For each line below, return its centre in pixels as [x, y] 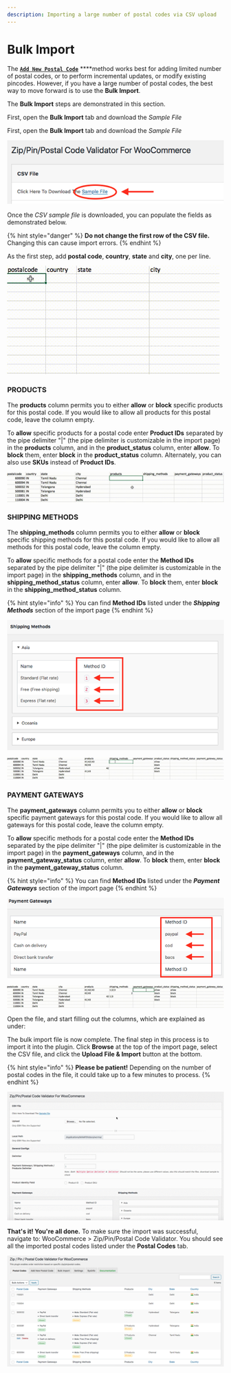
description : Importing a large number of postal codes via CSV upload [112, 14]
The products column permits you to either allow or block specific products [115, 405]
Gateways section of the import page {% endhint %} [82, 888]
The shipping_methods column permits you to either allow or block [104, 532]
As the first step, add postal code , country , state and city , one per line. [109, 256]
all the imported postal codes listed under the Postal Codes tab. [98, 1246]
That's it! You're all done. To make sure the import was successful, [103, 1231]
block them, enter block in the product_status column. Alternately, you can [114, 455]
